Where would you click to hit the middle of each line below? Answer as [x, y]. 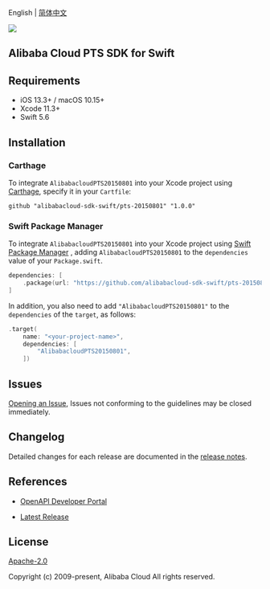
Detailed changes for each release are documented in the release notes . [128, 456]
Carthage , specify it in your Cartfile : [70, 191]
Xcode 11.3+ [40, 108]
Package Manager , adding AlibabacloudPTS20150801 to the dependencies [129, 252]
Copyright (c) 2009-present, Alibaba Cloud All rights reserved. [112, 577]
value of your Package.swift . [55, 261]
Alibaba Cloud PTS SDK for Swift [92, 53]
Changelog [37, 437]
